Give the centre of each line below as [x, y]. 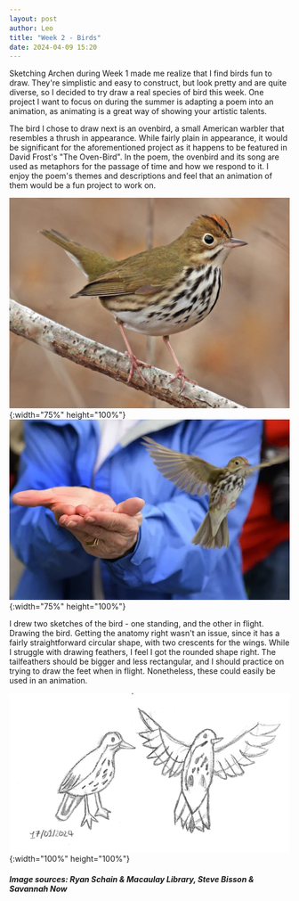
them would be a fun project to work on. [83, 185]
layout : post [33, 19]
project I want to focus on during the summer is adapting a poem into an [141, 102]
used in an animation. [48, 681]
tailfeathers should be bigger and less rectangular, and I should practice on [147, 662]
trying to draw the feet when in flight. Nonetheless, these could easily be [142, 671]
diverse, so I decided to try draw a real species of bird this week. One [137, 93]
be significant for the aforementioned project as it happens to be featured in [148, 148]
